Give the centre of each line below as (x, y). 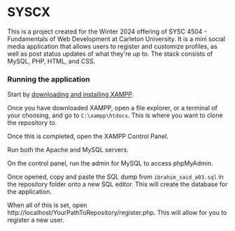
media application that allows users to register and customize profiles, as (113, 46)
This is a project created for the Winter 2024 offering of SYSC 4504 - (107, 31)
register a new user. (36, 220)
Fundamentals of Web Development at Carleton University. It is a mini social (116, 38)
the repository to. (32, 123)
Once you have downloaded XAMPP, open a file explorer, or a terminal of (113, 108)
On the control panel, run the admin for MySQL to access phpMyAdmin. (110, 163)
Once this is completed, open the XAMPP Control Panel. (88, 136)
